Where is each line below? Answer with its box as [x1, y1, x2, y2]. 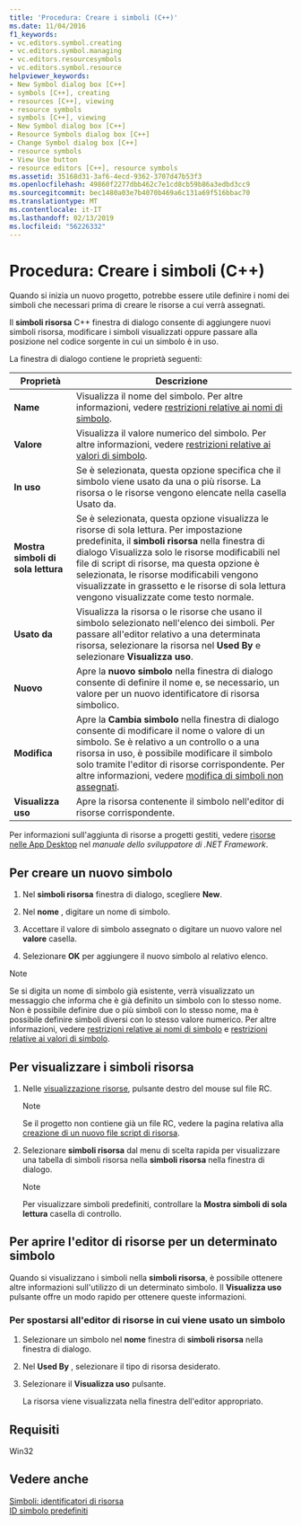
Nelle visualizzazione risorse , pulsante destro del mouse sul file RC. [21, 1083, 272, 1094]
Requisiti [9, 1422, 60, 1437]
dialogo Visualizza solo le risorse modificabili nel [75, 546, 280, 559]
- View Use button [9, 154, 78, 164]
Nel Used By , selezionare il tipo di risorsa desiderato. [21, 1362, 221, 1372]
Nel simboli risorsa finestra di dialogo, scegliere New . [21, 889, 222, 900]
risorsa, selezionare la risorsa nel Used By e [75, 639, 262, 652]
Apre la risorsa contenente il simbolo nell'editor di [75, 796, 285, 808]
